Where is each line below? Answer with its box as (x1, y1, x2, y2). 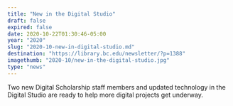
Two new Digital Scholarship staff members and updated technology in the (7, 83, 226, 91)
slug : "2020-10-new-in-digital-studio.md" (7, 43, 135, 51)
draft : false (7, 17, 46, 24)
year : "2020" (7, 37, 46, 44)
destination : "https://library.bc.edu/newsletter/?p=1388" (7, 51, 186, 58)
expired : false (7, 23, 53, 31)
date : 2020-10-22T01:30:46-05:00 (7, 30, 107, 38)
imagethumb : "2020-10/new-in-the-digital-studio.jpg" (7, 57, 170, 64)
